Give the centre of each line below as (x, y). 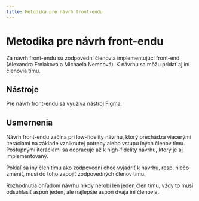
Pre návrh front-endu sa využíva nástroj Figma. (64, 104)
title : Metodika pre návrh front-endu (54, 12)
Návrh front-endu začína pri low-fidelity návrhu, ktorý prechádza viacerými (99, 137)
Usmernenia (30, 122)
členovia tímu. (23, 71)
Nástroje (22, 89)
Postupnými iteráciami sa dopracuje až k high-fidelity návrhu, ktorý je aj (95, 150)
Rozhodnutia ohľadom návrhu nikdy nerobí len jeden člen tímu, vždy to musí (100, 185)
